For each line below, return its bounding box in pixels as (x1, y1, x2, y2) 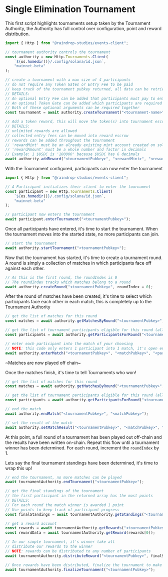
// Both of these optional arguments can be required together (5, 105, 140, 110)
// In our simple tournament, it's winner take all (5, 539, 115, 544)
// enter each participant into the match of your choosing (5, 341, 133, 346)
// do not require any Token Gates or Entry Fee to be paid (5, 82, 133, 87)
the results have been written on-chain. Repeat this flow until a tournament (5, 439, 159, 445)
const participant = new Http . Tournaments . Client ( (5, 189, 113, 194)
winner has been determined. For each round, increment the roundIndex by (5, 444, 159, 450)
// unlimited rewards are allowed (5, 128, 77, 134)
